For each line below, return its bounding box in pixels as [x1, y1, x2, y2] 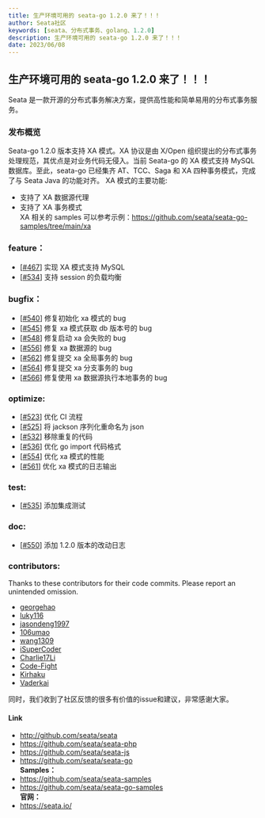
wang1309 [19, 636, 54, 646]
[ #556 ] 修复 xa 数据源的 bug [19, 342, 112, 353]
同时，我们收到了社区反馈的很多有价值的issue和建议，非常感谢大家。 [8, 694, 233, 704]
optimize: [8, 393, 46, 404]
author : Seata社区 [8, 19, 66, 27]
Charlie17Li [19, 653, 56, 663]
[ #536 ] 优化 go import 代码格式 [19, 441, 121, 452]
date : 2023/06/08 [8, 41, 66, 49]
